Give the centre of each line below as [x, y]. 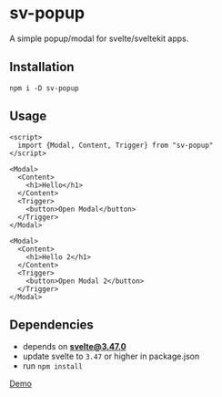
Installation [42, 67]
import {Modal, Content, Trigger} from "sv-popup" [116, 145]
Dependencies [51, 324]
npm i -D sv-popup [44, 88]
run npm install [53, 366]
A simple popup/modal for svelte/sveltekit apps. [99, 38]
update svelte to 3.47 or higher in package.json [111, 356]
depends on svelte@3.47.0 [74, 347]
